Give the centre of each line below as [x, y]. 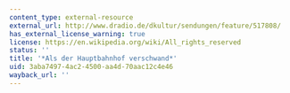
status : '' [29, 50]
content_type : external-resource [71, 17]
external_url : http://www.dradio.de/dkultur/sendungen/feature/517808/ [145, 26]
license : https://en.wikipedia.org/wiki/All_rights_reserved [125, 42]
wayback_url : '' [39, 75]
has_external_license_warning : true [77, 34]
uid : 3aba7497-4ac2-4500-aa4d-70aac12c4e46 [91, 67]
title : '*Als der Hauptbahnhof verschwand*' [93, 58]
